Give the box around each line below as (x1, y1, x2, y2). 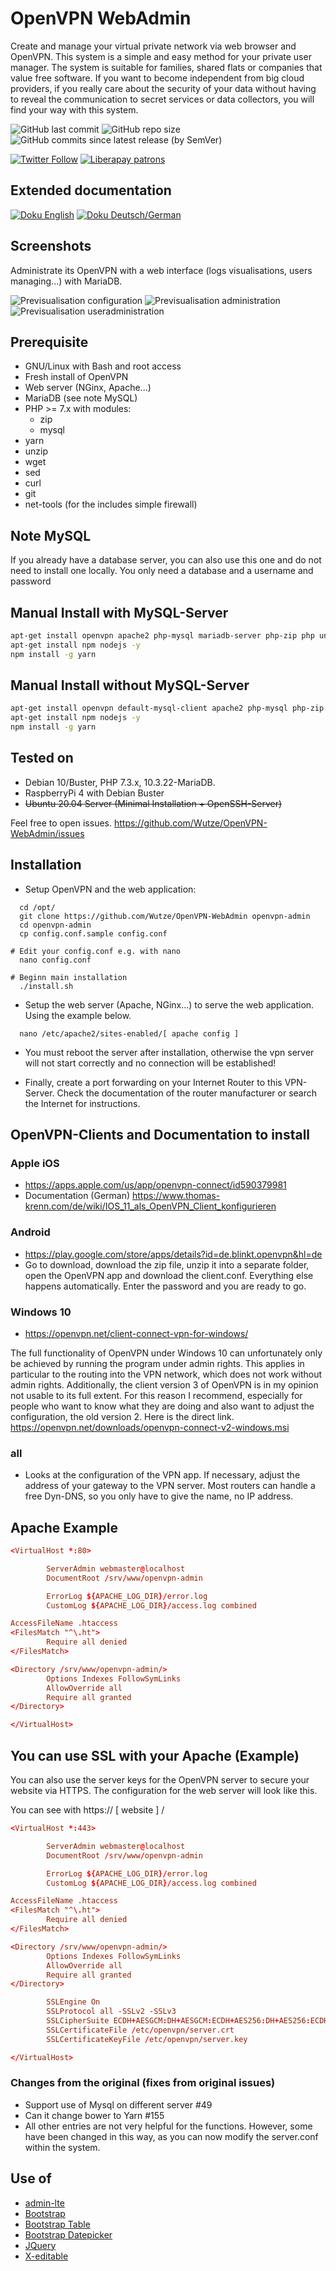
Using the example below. (24, 1009, 132, 1021)
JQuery (24, 2239, 57, 2251)
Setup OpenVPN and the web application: (24, 883, 197, 895)
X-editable (24, 2250, 69, 2262)
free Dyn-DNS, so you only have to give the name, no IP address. (24, 1490, 294, 1502)
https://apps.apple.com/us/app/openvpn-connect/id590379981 (24, 1179, 287, 1191)
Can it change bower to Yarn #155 (24, 2109, 165, 2121)
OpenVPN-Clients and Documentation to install (10, 1127, 311, 1144)
